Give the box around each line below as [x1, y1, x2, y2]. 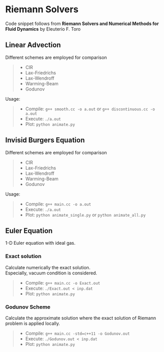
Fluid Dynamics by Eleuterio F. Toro [5, 26, 81, 32]
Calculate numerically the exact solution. [5, 264, 91, 270]
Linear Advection [5, 41, 61, 50]
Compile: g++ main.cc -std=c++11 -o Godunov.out [25, 330, 130, 336]
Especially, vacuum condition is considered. [5, 270, 98, 276]
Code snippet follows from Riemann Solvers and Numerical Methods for [5, 20, 159, 27]
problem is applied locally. [5, 320, 60, 326]
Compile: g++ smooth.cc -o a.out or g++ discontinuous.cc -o [25, 106, 155, 112]
